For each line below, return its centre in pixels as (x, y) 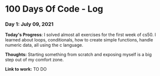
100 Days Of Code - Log (54, 9)
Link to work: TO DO (26, 69)
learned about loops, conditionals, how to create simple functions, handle (79, 40)
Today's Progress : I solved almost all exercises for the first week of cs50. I (80, 35)
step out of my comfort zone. (34, 60)
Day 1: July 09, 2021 (29, 24)
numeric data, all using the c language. (44, 45)
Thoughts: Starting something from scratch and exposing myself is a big (79, 55)
